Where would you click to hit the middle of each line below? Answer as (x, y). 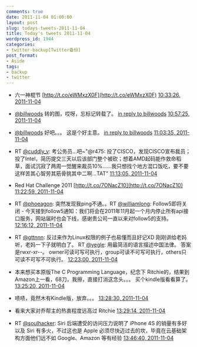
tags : (13, 66)
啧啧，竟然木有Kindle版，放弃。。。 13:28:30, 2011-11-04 (81, 298)
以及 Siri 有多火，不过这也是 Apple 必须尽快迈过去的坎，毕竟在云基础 (98, 330)
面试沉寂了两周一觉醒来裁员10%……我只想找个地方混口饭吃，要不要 (107, 166)
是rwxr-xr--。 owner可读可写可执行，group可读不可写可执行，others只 (101, 252)
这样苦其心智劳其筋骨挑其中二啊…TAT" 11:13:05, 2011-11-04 (86, 173)
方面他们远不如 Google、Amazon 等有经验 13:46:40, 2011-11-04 (97, 338)
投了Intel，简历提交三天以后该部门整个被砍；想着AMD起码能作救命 (95, 159)
